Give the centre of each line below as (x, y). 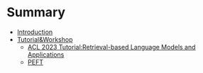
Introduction (35, 32)
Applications (46, 55)
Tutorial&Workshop (45, 39)
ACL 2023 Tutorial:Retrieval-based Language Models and (111, 47)
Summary (36, 12)
